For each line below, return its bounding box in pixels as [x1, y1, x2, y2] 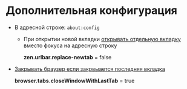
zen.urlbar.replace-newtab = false [23, 53, 112, 61]
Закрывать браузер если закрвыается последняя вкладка [14, 65, 166, 73]
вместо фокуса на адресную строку [23, 42, 117, 49]
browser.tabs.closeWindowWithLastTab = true [14, 77, 135, 84]
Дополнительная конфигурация [5, 4, 178, 18]
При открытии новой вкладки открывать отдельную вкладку [23, 35, 181, 42]
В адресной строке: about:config [14, 24, 100, 31]
